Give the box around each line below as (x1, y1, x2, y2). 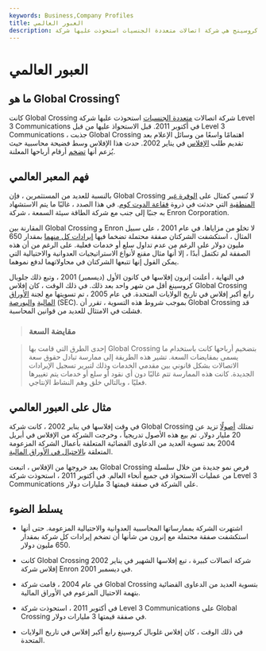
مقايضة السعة (28, 326, 76, 337)
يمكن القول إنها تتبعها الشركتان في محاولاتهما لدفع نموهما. (9, 257, 179, 267)
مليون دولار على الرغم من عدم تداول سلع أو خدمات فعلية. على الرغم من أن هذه (9, 240, 245, 250)
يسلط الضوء (9, 502, 63, 516)
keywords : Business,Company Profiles (9, 11, 134, 20)
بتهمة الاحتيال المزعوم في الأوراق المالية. (20, 588, 141, 598)
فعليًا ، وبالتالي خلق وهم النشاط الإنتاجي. (28, 378, 148, 387)
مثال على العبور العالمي (9, 400, 112, 414)
